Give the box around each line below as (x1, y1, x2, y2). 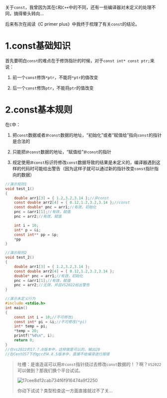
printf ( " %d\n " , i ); (14, 333, 55, 338)
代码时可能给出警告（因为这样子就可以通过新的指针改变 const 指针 (21, 165, 155, 171)
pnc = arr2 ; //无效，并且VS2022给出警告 (14, 282, 90, 288)
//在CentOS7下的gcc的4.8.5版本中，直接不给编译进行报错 (5, 351, 110, 356)
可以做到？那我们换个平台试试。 (17, 367, 83, 373)
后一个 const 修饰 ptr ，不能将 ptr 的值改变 (12, 85, 94, 91)
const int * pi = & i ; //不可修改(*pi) (14, 319, 87, 324)
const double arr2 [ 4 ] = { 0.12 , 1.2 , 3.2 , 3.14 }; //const (14, 200, 130, 205)
